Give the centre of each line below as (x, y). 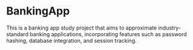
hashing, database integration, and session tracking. (72, 40)
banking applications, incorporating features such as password (108, 34)
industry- (170, 28)
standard (18, 34)
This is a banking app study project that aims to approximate (82, 28)
